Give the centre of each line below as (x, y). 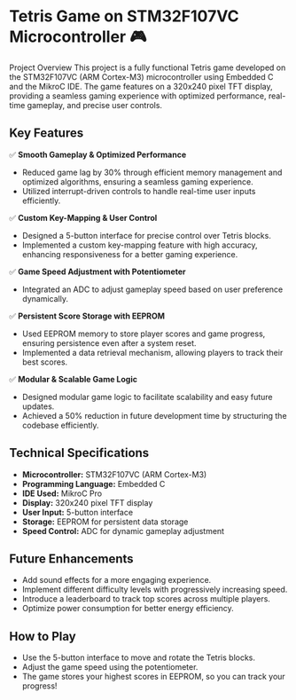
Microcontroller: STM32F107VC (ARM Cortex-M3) (114, 474)
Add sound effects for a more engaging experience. (117, 580)
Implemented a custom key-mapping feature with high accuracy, (140, 245)
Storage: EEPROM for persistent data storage (105, 522)
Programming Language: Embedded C (93, 484)
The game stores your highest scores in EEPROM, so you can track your (153, 677)
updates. (38, 406)
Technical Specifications (79, 453)
